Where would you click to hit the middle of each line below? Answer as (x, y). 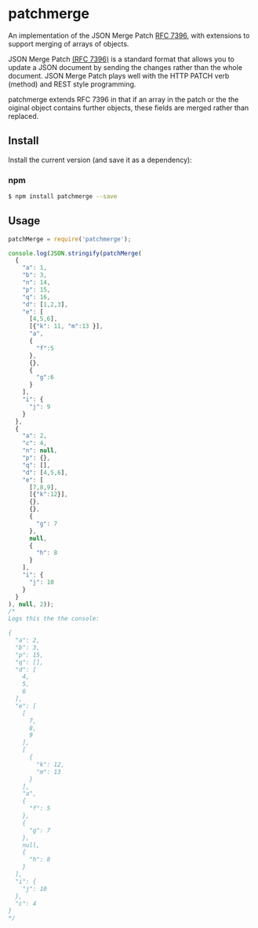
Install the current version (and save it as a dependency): (100, 160)
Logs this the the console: (54, 619)
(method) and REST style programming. (72, 84)
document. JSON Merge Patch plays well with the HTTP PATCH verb (119, 75)
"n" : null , (40, 451)
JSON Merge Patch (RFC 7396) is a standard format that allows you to (122, 59)
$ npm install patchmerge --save (63, 197)
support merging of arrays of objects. (69, 43)
